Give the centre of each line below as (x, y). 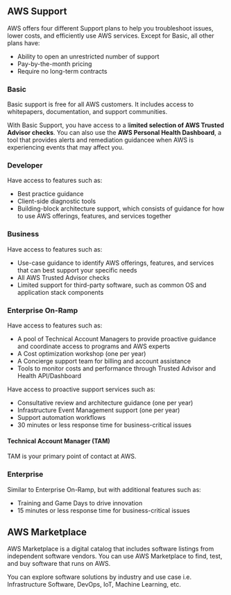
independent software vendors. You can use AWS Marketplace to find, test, (115, 556)
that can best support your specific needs (77, 270)
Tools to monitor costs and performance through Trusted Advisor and (117, 368)
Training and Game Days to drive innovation (80, 503)
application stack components (60, 292)
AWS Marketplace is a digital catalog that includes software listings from (111, 549)
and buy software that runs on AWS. (59, 564)
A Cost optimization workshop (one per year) (82, 353)
